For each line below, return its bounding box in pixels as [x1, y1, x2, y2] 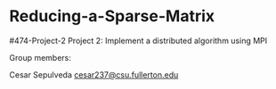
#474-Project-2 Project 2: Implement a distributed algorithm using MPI [9, 35, 268, 46]
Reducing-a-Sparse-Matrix [9, 6, 215, 26]
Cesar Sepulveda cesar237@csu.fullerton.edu [9, 69, 179, 80]
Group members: [9, 52, 71, 63]
